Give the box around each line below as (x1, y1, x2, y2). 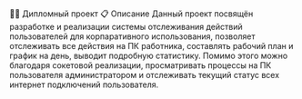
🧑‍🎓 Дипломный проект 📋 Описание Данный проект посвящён (9, 8, 254, 19)
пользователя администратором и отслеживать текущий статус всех (9, 70, 280, 80)
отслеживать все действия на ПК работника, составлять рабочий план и (9, 41, 294, 51)
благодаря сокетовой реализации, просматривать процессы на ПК (9, 60, 272, 71)
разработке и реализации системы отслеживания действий (9, 22, 243, 32)
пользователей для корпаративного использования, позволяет (9, 31, 256, 42)
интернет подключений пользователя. (9, 79, 159, 90)
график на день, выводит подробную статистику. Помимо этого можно (9, 50, 288, 61)
